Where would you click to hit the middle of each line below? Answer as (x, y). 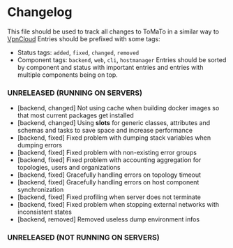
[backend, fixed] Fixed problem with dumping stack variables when (114, 138)
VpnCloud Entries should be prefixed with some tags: (84, 38)
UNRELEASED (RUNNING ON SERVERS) (75, 93)
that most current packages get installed (75, 115)
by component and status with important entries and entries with (110, 67)
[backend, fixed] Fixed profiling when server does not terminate (109, 197)
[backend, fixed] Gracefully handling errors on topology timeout (109, 175)
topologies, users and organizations (69, 168)
